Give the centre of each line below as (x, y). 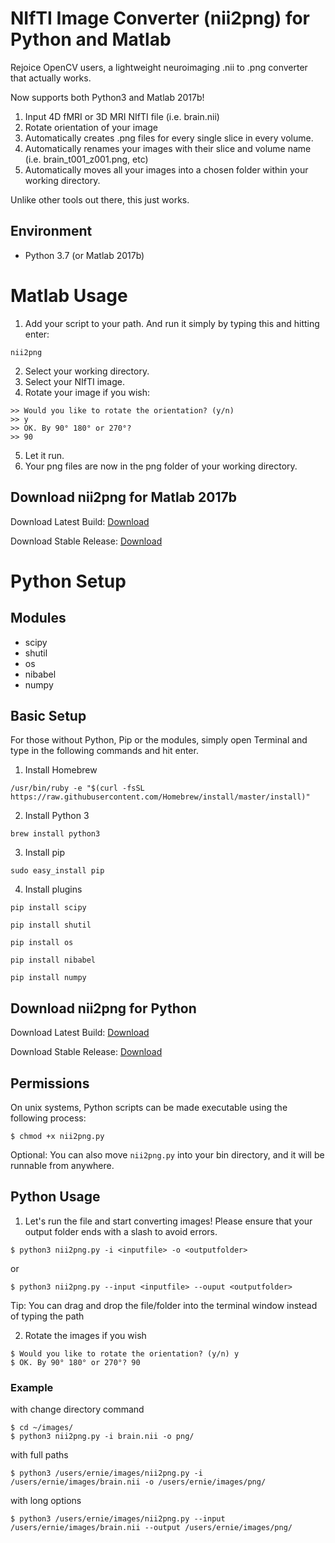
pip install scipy (48, 908)
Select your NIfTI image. (75, 381)
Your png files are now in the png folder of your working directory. (161, 466)
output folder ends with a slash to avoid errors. (121, 1231)
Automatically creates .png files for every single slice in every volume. (169, 138)
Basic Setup (48, 715)
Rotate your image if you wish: (87, 392)
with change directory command (77, 1409)
